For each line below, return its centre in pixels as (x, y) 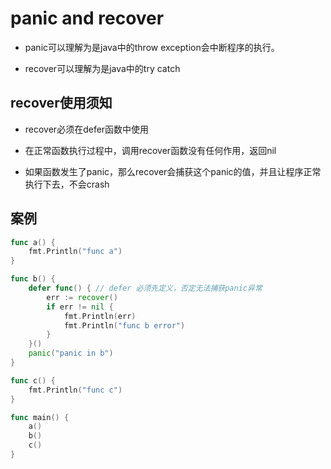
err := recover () (82, 297)
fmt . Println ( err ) (100, 316)
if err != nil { (80, 307)
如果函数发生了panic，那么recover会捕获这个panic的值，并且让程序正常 (173, 171)
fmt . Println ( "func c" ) (75, 390)
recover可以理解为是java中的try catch (102, 68)
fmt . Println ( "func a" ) (75, 252)
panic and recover (87, 18)
